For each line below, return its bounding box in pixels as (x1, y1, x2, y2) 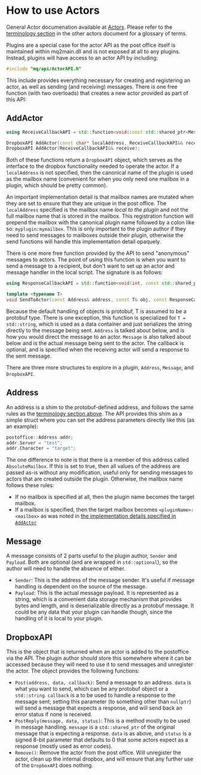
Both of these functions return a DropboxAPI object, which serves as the (6, 157, 182, 164)
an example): (6, 422, 38, 429)
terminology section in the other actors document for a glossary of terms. (6, 29, 187, 37)
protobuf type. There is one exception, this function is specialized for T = (6, 314, 186, 321)
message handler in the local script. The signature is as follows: (6, 269, 163, 276)
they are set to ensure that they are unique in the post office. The (6, 200, 166, 207)
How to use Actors (6, 4, 100, 17)
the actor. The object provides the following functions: (6, 667, 140, 674)
